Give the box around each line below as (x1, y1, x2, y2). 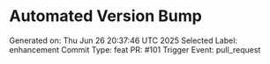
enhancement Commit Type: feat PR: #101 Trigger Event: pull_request (9, 44, 261, 54)
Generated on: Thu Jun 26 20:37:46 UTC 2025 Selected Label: (9, 35, 238, 46)
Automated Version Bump (9, 6, 203, 26)
